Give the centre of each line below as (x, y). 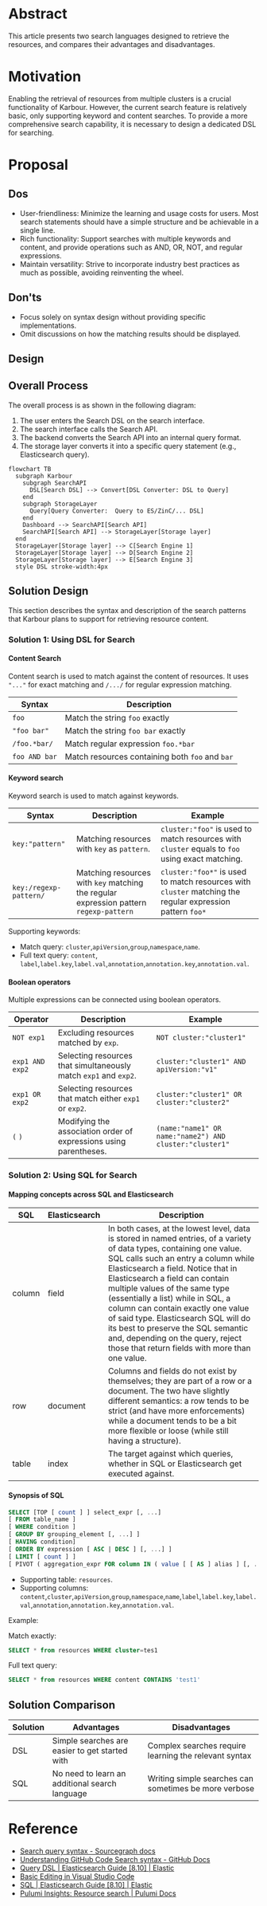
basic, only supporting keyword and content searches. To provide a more (128, 116)
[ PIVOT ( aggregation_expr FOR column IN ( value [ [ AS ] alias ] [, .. (135, 1564)
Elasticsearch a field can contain (168, 1279)
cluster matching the (200, 892)
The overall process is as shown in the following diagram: (102, 405)
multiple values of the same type (169, 1288)
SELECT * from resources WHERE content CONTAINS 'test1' (104, 1680)
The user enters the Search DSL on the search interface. (112, 420)
